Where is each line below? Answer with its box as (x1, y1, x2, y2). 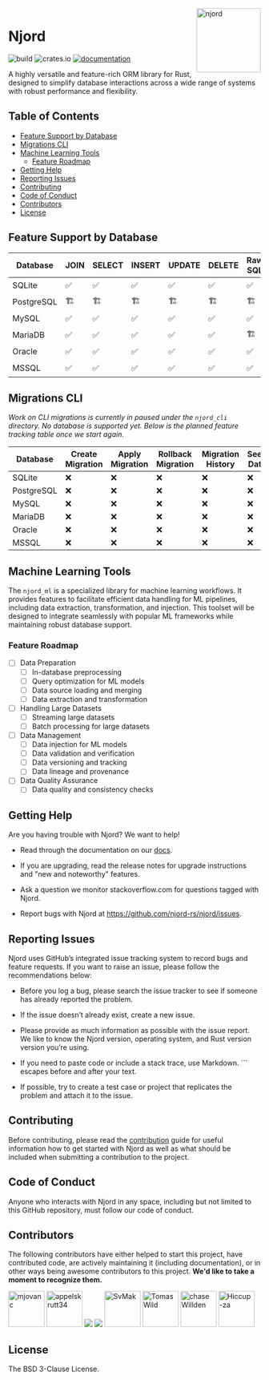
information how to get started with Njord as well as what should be (8, 1144, 231, 1153)
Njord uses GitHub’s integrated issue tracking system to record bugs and (8, 954, 248, 963)
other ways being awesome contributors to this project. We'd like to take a (8, 1266, 255, 1277)
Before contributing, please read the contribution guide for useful (8, 1135, 224, 1144)
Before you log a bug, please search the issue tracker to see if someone (19, 986, 258, 996)
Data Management (19, 730, 82, 740)
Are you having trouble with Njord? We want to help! (8, 829, 180, 840)
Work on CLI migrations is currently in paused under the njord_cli (8, 413, 228, 422)
